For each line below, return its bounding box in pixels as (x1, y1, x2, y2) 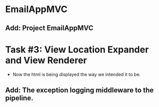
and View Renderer (5, 55, 87, 66)
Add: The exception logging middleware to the (5, 86, 154, 94)
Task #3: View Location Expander (5, 44, 149, 55)
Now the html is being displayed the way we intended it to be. (12, 71, 141, 77)
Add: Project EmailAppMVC (5, 24, 93, 32)
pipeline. (5, 93, 34, 102)
